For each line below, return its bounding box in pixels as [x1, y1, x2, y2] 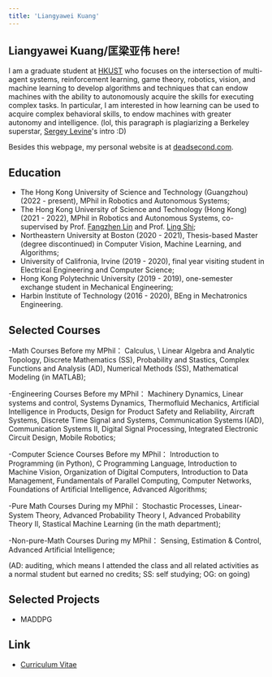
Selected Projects [8, 592, 100, 606]
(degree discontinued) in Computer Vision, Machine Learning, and [19, 239, 242, 249]
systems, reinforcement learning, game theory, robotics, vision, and [29, 75, 256, 85]
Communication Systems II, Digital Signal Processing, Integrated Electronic [8, 424, 258, 434]
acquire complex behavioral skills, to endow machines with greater [8, 109, 231, 119]
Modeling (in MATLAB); [8, 372, 87, 382]
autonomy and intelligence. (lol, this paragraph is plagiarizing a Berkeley [8, 118, 250, 128]
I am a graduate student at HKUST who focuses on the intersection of [8, 66, 242, 76]
